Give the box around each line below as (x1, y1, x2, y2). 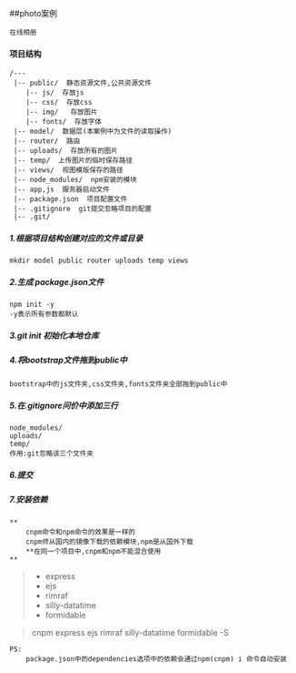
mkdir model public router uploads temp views (9, 256, 189, 266)
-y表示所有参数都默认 (9, 310, 79, 319)
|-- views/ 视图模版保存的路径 (13, 166, 124, 175)
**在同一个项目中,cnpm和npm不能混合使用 (25, 546, 162, 556)
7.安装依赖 (9, 495, 48, 505)
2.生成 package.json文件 (9, 276, 104, 287)
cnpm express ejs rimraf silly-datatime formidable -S (31, 627, 229, 637)
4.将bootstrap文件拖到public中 (9, 354, 127, 366)
